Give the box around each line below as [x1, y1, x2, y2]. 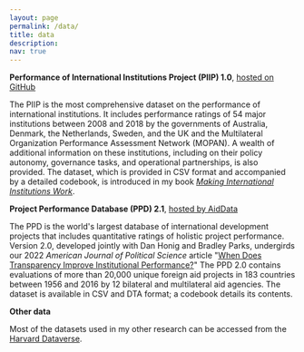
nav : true [9, 47, 47, 56]
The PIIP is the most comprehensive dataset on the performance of [9, 99, 261, 110]
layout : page [9, 13, 59, 23]
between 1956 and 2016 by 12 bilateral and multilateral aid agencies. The [9, 279, 281, 290]
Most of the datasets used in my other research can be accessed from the [9, 324, 288, 335]
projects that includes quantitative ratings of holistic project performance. [9, 230, 285, 241]
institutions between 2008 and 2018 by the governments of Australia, [9, 119, 269, 130]
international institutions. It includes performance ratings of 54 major [9, 109, 267, 120]
